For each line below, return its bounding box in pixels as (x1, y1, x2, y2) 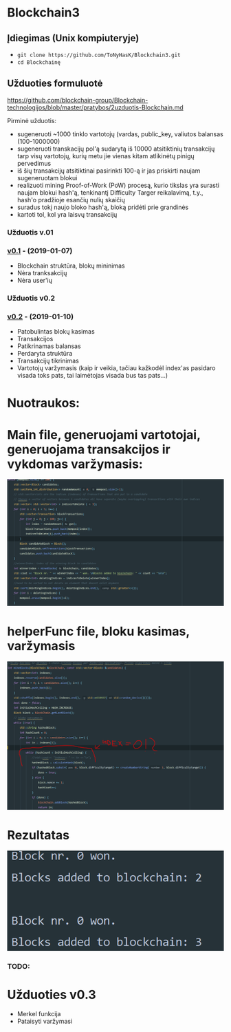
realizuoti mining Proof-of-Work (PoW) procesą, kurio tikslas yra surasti (16, 181, 220, 189)
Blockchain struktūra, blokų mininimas (16, 261, 125, 270)
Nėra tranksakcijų (16, 269, 67, 277)
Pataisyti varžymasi (16, 1017, 73, 1025)
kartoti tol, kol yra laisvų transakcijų (16, 210, 118, 218)
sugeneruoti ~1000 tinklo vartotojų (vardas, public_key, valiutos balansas (16, 129, 223, 138)
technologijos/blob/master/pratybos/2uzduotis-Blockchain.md (7, 103, 184, 111)
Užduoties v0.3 (7, 987, 96, 1002)
